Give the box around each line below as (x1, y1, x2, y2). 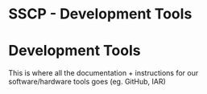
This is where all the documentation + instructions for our (8, 68, 199, 78)
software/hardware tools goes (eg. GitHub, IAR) (8, 77, 167, 87)
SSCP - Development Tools (8, 5, 193, 23)
